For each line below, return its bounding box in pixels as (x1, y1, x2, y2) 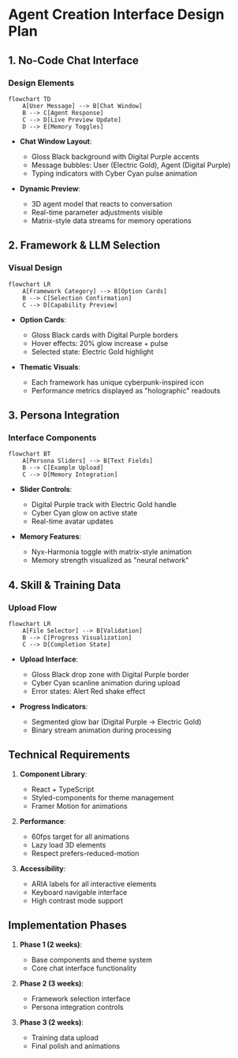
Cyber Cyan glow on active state (31, 509, 138, 518)
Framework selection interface (31, 993, 131, 1003)
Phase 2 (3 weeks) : (19, 978, 84, 988)
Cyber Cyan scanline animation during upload (31, 678, 180, 687)
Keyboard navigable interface (31, 887, 128, 896)
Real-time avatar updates (31, 516, 114, 526)
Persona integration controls (31, 1002, 124, 1011)
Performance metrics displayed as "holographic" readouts (31, 386, 221, 395)
